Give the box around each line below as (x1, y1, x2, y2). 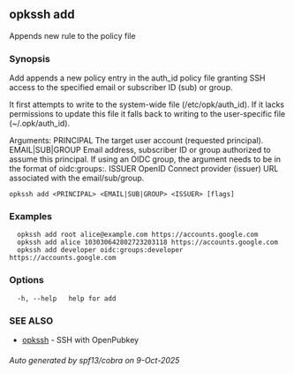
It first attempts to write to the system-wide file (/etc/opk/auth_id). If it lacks (9, 99, 285, 110)
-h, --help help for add (17, 294, 117, 303)
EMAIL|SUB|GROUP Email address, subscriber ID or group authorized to (9, 145, 271, 156)
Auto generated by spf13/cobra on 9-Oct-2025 (9, 355, 180, 365)
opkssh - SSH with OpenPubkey (21, 335, 139, 345)
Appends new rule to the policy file (9, 30, 136, 41)
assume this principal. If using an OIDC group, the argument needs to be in (9, 154, 281, 164)
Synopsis (9, 52, 50, 65)
